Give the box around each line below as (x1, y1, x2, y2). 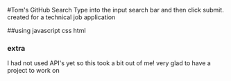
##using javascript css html (7, 27, 86, 34)
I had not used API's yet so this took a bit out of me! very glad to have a (7, 59, 212, 67)
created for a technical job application (7, 13, 116, 21)
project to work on (7, 67, 60, 75)
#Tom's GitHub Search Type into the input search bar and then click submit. (7, 6, 224, 14)
